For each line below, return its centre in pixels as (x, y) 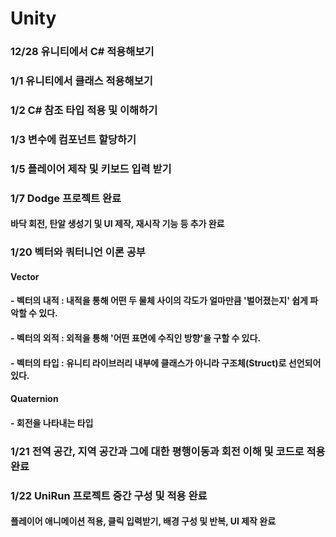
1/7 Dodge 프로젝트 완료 (66, 198)
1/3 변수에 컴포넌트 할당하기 (73, 139)
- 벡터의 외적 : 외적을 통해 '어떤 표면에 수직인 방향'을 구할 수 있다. (136, 338)
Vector (25, 276)
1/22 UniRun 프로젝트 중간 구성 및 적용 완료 (109, 495)
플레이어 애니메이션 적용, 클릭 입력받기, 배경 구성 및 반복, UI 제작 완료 (143, 521)
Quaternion (34, 399)
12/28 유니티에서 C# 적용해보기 (82, 52)
